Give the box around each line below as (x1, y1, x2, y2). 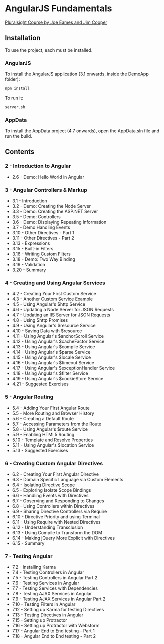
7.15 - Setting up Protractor (12, 617, 67, 623)
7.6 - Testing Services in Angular (12, 580, 80, 586)
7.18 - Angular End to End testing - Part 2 (12, 633, 96, 639)
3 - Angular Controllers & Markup (5, 186, 87, 193)
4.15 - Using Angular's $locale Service (12, 354, 91, 360)
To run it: (5, 95, 24, 101)
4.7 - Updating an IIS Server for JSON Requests (12, 312, 111, 318)
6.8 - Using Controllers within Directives (12, 503, 95, 509)
